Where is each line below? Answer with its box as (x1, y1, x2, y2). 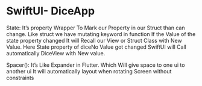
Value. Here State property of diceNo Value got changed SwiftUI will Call (6, 43, 187, 51)
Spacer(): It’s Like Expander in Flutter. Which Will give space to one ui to (6, 61, 185, 69)
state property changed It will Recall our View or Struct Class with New (6, 37, 182, 44)
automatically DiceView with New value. (6, 49, 106, 57)
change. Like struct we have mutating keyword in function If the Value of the (6, 30, 196, 37)
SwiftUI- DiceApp (6, 4, 95, 18)
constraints (6, 74, 34, 81)
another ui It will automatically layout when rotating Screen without (6, 67, 172, 75)
